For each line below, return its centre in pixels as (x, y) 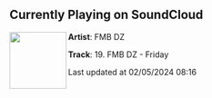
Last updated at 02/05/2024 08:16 (132, 72)
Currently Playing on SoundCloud (106, 15)
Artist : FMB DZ (96, 36)
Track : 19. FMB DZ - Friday (118, 54)
